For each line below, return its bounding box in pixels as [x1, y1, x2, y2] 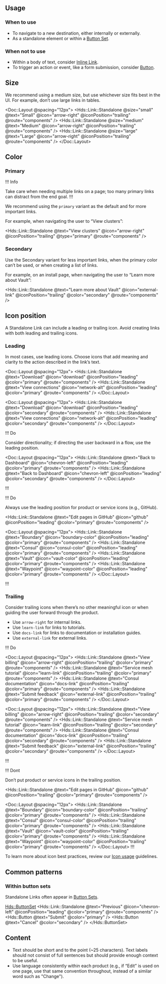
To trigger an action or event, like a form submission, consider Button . [12, 64, 155, 70]
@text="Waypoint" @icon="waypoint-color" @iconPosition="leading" [5, 566, 148, 572]
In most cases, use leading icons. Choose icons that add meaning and [5, 353, 148, 359]
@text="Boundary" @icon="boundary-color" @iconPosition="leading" [5, 534, 149, 540]
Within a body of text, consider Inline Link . [12, 59, 99, 65]
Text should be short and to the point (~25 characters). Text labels [12, 947, 148, 953]
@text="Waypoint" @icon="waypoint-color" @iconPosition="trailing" [5, 839, 147, 845]
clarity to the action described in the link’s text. [5, 359, 101, 365]
